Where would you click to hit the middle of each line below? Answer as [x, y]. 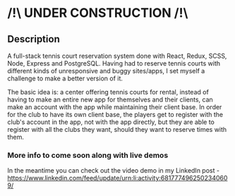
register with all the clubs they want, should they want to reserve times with [117, 129]
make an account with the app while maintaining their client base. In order [115, 107]
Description [34, 39]
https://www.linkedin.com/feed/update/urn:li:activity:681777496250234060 [117, 178]
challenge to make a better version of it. [65, 78]
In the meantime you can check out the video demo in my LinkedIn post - [114, 171]
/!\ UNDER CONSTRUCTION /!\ [98, 13]
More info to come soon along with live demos [88, 155]
